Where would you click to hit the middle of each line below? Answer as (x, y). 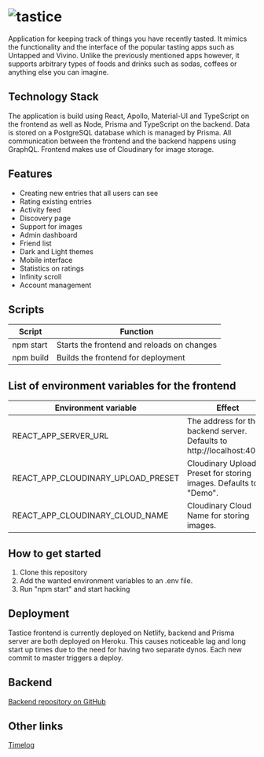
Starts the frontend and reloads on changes (137, 345)
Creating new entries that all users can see (89, 193)
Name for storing (218, 515)
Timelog (22, 745)
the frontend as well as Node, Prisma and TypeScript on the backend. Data (129, 124)
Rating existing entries (55, 201)
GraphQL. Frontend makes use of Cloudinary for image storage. (111, 149)
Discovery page (45, 218)
